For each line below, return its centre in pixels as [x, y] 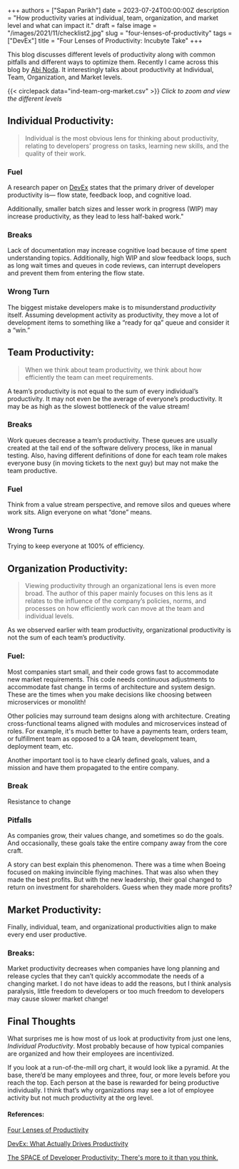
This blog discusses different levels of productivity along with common [112, 54]
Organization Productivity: [68, 568]
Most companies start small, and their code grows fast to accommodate [113, 672]
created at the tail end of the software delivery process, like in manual [110, 447]
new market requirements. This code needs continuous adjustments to [111, 679]
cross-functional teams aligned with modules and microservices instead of [117, 723]
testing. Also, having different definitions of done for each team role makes [117, 455]
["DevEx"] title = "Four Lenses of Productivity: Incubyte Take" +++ [105, 41]
